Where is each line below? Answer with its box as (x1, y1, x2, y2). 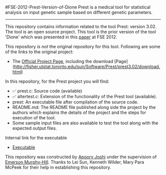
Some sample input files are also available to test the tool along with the (12, 120, 159, 126)
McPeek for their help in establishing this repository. (5, 165, 111, 170)
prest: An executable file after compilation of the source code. (12, 99, 139, 105)
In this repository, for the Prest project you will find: (5, 78, 110, 84)
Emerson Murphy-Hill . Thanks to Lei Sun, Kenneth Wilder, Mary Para (5, 159, 144, 165)
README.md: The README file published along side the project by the (12, 105, 156, 110)
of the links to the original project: (5, 49, 74, 55)
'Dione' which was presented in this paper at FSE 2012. (5, 34, 118, 40)
